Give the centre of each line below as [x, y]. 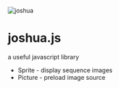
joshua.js [35, 38]
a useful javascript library [43, 57]
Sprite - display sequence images [65, 70]
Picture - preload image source [62, 77]
